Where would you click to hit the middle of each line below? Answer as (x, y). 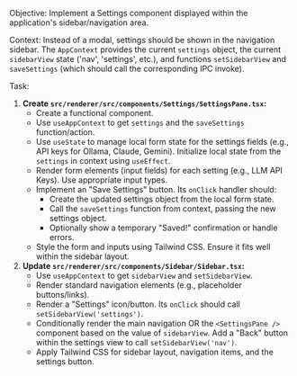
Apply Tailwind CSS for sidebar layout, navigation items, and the (155, 352)
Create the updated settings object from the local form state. (162, 199)
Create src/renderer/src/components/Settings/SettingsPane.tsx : (144, 103)
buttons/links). (63, 295)
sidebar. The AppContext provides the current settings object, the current (145, 49)
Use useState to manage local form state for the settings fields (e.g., (162, 142)
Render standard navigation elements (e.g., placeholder (139, 285)
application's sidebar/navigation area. (79, 22)
